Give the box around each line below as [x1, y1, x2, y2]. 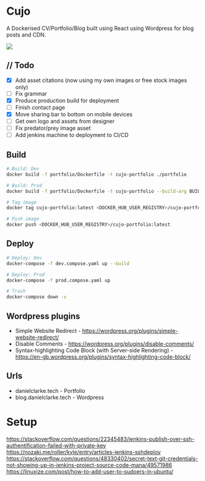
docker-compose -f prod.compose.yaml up [6, 277, 111, 283]
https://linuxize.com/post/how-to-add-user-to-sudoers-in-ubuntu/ [6, 468, 174, 475]
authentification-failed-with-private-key [6, 442, 107, 449]
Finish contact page [15, 103, 65, 111]
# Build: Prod [6, 182, 43, 188]
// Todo [6, 60, 35, 71]
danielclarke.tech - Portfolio [15, 387, 85, 394]
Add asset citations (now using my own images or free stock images [15, 76, 187, 84]
